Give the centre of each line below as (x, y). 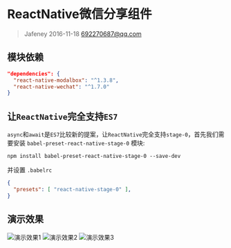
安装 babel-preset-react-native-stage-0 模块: (79, 143)
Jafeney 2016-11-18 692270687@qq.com (83, 34)
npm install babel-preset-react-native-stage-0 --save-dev (94, 157)
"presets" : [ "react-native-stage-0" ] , (72, 189)
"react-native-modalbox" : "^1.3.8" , (66, 80)
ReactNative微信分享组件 (80, 14)
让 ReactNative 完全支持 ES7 (63, 116)
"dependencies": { (34, 73)
